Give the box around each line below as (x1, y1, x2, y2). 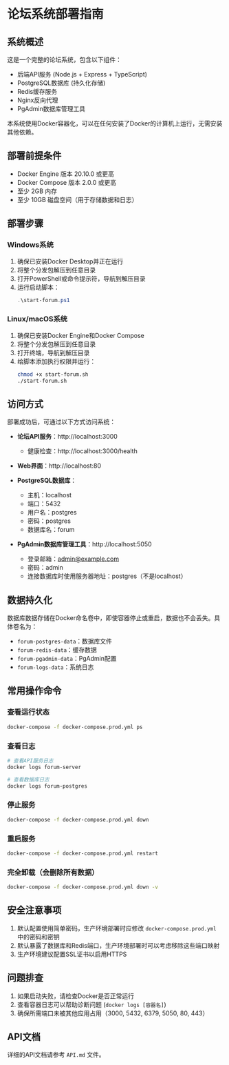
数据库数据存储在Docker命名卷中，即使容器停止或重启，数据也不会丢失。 (7, 614, 215, 622)
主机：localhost (27, 491, 72, 499)
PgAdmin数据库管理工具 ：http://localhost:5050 (17, 540, 153, 548)
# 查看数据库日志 (7, 776, 50, 783)
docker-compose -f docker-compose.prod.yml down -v (7, 884, 158, 890)
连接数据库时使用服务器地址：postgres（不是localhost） (27, 572, 187, 580)
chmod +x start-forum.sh (17, 370, 89, 378)
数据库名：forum (27, 526, 75, 534)
